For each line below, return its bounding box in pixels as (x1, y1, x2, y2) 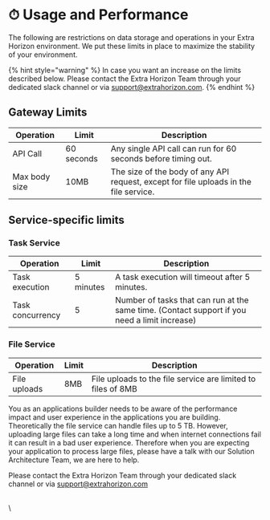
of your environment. (8, 50, 78, 59)
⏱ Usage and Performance (8, 6, 189, 24)
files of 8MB (91, 383, 138, 394)
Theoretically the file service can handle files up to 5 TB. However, (8, 420, 229, 430)
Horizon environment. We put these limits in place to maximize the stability (8, 41, 256, 51)
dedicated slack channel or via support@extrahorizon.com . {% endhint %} (8, 82, 256, 91)
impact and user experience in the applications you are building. (8, 412, 221, 422)
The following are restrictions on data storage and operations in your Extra (8, 32, 255, 42)
